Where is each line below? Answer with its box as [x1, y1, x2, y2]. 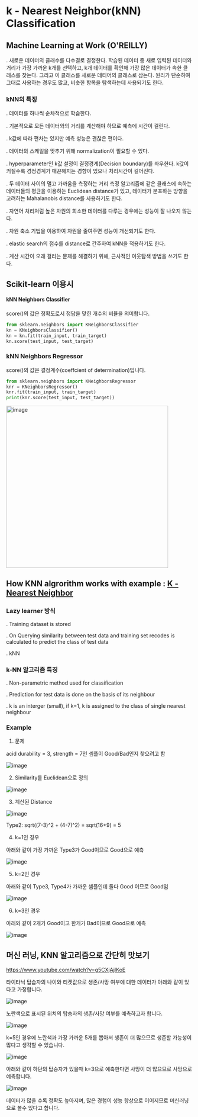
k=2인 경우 [14, 871, 40, 878]
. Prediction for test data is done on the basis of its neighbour [6, 691, 155, 698]
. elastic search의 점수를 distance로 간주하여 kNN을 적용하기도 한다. [6, 240, 166, 247]
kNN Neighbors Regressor [6, 352, 83, 361]
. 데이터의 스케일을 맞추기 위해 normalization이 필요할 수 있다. [6, 147, 150, 155]
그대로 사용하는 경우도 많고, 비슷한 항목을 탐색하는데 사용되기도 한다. [6, 79, 164, 86]
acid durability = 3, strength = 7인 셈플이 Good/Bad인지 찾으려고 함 [6, 750, 165, 757]
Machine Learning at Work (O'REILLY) [6, 40, 148, 50]
